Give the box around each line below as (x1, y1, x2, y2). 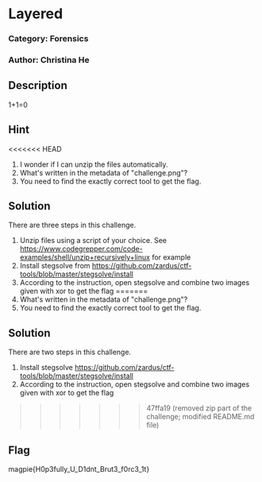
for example (152, 253, 191, 262)
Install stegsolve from (19, 261, 91, 271)
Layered (8, 5, 64, 23)
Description (8, 79, 67, 92)
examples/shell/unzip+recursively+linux (19, 253, 151, 262)
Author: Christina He (8, 55, 90, 66)
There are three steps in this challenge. (8, 220, 137, 230)
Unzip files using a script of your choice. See (19, 236, 167, 245)
